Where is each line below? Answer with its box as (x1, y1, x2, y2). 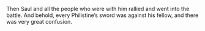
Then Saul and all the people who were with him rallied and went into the (6, 5, 190, 12)
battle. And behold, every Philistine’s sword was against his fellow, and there (6, 12, 199, 19)
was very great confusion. (6, 18, 72, 25)
